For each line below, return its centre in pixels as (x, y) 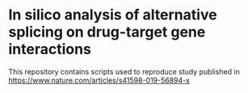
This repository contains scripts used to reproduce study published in (124, 71)
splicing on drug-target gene (107, 32)
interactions (50, 49)
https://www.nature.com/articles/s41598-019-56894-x (99, 80)
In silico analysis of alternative (113, 15)
